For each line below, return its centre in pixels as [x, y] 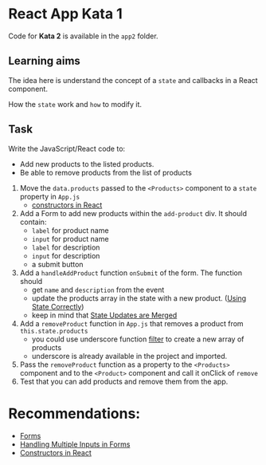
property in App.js [50, 196]
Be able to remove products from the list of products [106, 172]
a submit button [57, 264]
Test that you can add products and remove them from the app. [124, 381]
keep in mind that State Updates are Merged [104, 315]
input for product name [70, 238]
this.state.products [54, 331]
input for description [66, 255]
